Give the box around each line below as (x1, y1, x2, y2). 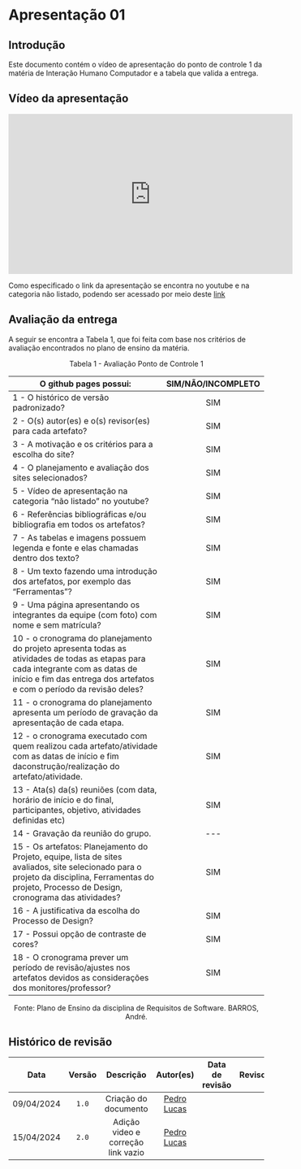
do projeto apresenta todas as (12, 642, 127, 654)
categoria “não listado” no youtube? (12, 495, 149, 506)
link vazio (108, 1147, 144, 1158)
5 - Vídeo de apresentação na (12, 485, 128, 497)
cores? (12, 938, 39, 950)
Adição (113, 1116, 140, 1128)
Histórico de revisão (8, 1035, 113, 1049)
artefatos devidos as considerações (12, 971, 149, 983)
